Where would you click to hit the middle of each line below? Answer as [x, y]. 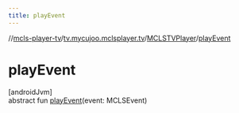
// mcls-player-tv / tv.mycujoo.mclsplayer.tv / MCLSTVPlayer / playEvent [119, 38]
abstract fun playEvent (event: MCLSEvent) [78, 100]
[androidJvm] [31, 92]
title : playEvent [37, 15]
